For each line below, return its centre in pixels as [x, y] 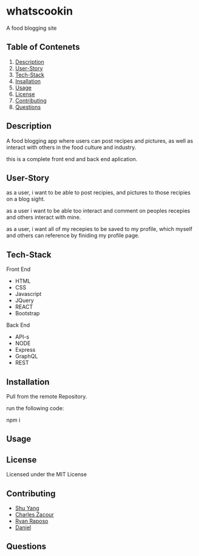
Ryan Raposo [32, 521]
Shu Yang [27, 508]
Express [25, 350]
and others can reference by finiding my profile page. [73, 236]
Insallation [28, 81]
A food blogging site [32, 28]
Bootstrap [27, 314]
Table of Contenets [43, 47]
